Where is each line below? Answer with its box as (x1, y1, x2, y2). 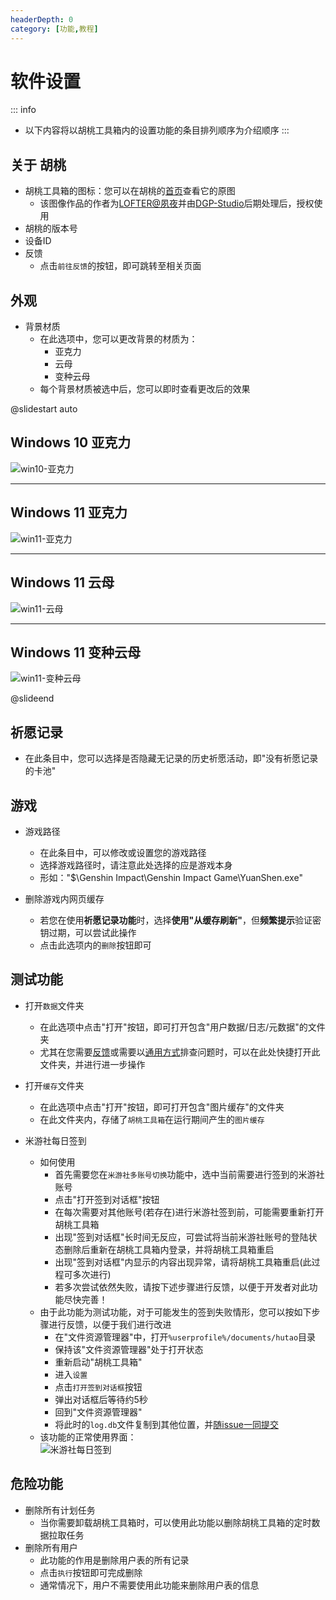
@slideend (10, 692, 55, 705)
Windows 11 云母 (10, 574, 115, 591)
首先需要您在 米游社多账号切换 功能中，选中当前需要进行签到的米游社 (54, 1168, 325, 1180)
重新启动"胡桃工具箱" (54, 1356, 143, 1368)
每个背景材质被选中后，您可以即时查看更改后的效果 (39, 383, 251, 395)
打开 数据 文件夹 (24, 999, 85, 1011)
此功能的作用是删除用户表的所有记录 (39, 1554, 190, 1566)
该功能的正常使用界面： (39, 1431, 137, 1443)
